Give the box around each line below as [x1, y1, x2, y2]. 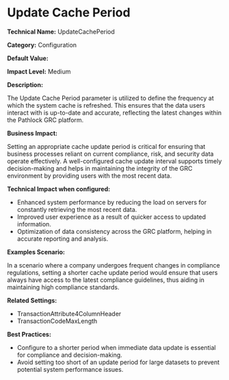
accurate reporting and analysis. [16, 235, 109, 243]
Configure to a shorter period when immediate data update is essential [16, 343, 217, 351]
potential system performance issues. [16, 365, 124, 373]
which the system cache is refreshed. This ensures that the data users [7, 101, 206, 109]
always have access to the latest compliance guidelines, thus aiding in [7, 276, 205, 284]
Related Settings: [7, 296, 57, 305]
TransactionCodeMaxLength [16, 317, 98, 325]
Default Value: [7, 54, 49, 62]
